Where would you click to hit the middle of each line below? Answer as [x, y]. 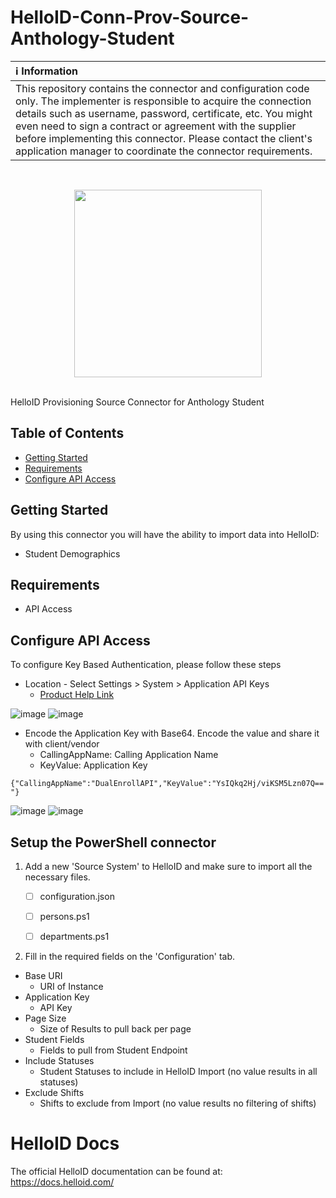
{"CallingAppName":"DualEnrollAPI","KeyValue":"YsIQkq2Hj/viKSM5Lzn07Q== [167, 784]
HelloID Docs [65, 1143]
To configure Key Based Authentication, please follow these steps [146, 665]
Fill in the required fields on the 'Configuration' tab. [130, 957]
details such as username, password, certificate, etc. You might [164, 113]
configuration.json [77, 896]
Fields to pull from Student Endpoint [113, 1050]
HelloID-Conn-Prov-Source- [130, 17]
